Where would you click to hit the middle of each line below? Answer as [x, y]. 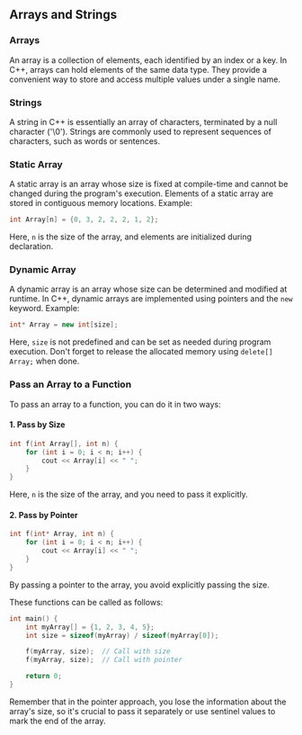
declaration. [31, 246]
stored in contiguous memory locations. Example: [101, 203]
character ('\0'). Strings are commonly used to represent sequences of [141, 131]
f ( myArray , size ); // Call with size [98, 651]
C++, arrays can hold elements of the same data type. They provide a [138, 69]
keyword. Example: [44, 309]
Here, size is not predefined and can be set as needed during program [140, 342]
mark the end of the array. [58, 721]
